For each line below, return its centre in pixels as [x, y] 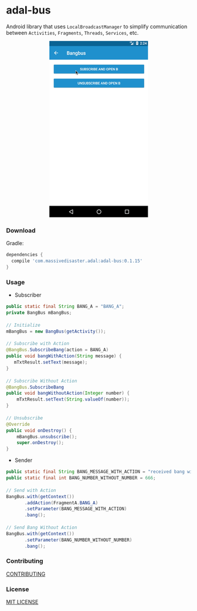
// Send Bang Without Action [42, 528]
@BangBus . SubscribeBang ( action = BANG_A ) [57, 350]
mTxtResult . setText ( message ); [51, 362]
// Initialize [23, 325]
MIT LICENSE [22, 602]
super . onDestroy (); [40, 443]
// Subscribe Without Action [42, 381]
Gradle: [15, 243]
